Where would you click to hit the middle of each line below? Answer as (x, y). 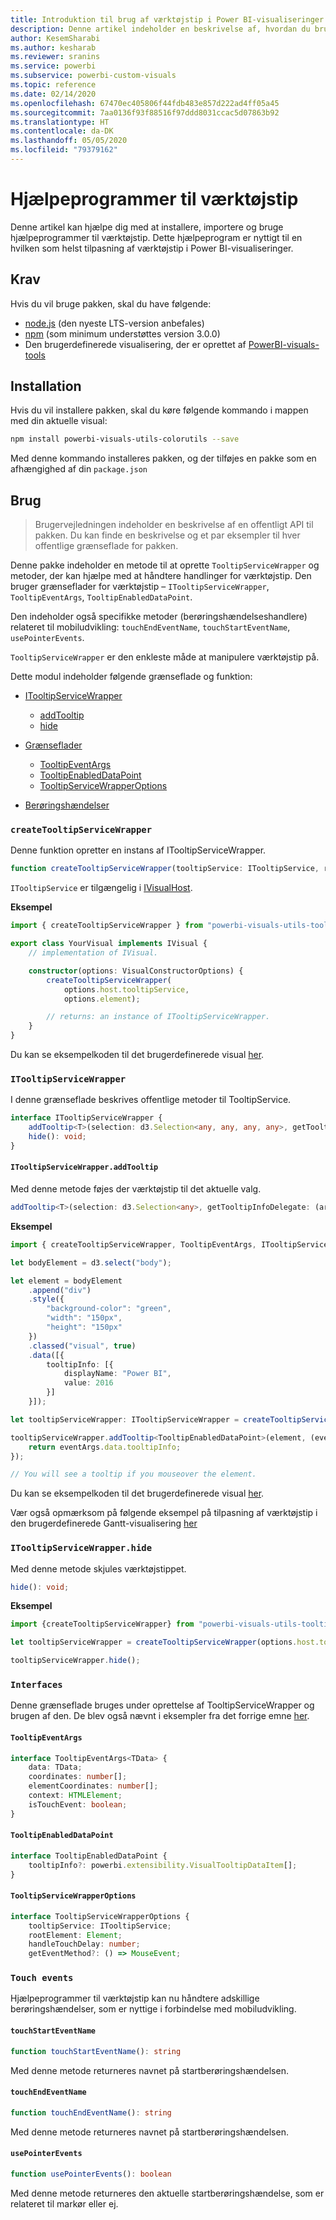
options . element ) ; (102, 999)
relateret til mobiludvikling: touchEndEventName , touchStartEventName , (150, 627)
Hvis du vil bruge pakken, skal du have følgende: (111, 303)
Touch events (42, 1978)
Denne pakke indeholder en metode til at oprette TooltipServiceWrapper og (165, 565)
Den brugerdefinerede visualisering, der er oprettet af (135, 344)
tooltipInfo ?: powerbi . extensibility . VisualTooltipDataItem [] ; (163, 1865)
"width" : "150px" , (84, 1318)
